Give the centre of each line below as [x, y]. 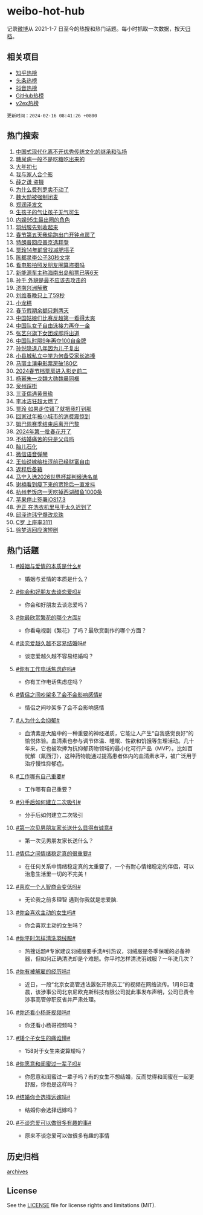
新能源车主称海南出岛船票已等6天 [57, 272]
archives [18, 1171]
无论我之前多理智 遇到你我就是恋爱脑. [71, 900]
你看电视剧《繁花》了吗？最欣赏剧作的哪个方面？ [85, 630]
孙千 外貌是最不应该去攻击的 [51, 280]
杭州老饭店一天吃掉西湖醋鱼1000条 [59, 492]
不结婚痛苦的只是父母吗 [45, 439]
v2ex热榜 [27, 103]
